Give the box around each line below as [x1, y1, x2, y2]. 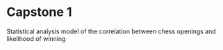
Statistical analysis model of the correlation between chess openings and [6, 27, 216, 35]
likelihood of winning [6, 34, 66, 42]
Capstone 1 [6, 4, 72, 20]
